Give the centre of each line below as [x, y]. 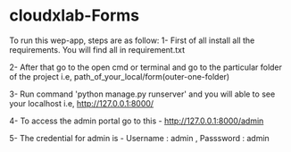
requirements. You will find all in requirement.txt [97, 49]
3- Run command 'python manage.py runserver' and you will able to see [142, 94]
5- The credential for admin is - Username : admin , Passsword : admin [139, 138]
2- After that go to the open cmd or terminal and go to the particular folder [146, 67]
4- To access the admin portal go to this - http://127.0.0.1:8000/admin [137, 121]
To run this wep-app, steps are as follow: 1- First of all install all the [132, 40]
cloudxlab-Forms [75, 16]
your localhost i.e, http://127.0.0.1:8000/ [82, 103]
